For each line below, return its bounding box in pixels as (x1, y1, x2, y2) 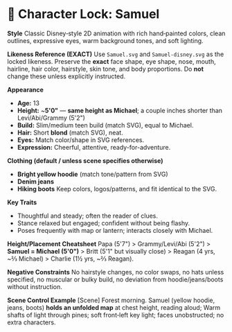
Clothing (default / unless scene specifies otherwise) (7, 156, 163, 165)
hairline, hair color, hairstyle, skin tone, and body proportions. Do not (7, 64, 204, 73)
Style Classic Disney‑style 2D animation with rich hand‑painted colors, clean (7, 29, 226, 37)
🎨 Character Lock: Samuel (7, 6, 160, 22)
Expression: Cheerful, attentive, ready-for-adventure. (17, 143, 171, 151)
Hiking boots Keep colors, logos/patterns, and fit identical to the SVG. (17, 184, 217, 193)
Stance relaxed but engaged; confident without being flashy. (17, 218, 190, 227)
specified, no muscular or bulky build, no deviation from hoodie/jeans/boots (7, 275, 224, 283)
